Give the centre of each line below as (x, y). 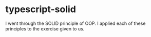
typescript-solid (41, 9)
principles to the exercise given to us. (45, 28)
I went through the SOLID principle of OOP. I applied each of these (75, 23)
